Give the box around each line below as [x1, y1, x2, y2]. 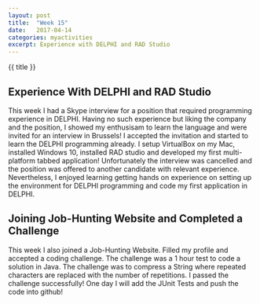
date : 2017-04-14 [8, 26, 72, 34]
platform [8, 156, 35, 165]
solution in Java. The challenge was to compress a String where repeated [8, 262, 247, 271]
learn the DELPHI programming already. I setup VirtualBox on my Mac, [8, 139, 236, 148]
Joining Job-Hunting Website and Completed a [8, 212, 244, 225]
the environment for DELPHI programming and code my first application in [8, 181, 247, 190]
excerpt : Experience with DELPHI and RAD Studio [8, 41, 170, 49]
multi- [222, 147, 243, 157]
